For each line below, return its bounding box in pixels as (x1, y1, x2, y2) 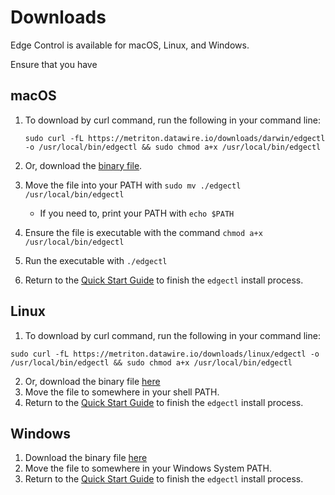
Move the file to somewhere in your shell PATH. (24, 386, 220, 398)
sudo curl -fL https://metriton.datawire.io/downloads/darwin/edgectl (24, 133, 326, 143)
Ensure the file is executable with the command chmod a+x (24, 226, 263, 238)
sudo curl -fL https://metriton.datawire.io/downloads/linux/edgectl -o (10, 349, 320, 359)
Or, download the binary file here (24, 375, 161, 387)
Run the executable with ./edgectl (24, 254, 168, 266)
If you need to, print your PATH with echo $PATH (39, 207, 235, 219)
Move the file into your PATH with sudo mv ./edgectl (24, 179, 242, 191)
